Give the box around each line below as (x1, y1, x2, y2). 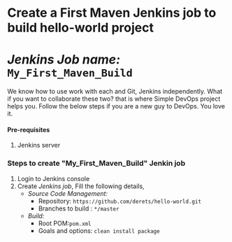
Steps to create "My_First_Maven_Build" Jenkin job (7, 159, 186, 169)
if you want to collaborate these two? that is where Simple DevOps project (7, 94, 221, 103)
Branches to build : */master (38, 204, 119, 213)
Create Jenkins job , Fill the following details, (17, 182, 145, 190)
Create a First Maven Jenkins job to (7, 5, 217, 21)
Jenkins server (17, 141, 61, 150)
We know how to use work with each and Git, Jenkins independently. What (7, 87, 223, 96)
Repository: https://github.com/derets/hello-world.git (38, 197, 201, 205)
